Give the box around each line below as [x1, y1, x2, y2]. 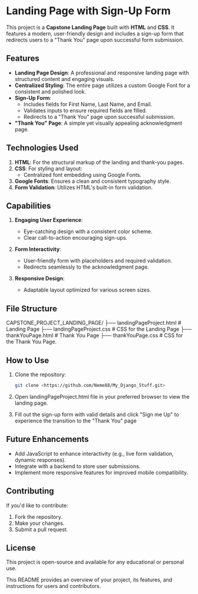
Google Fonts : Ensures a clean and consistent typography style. [14, 177, 171, 185]
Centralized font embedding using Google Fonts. [23, 171, 141, 178]
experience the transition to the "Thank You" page [14, 417, 137, 424]
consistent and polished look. [14, 88, 87, 95]
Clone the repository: [14, 371, 67, 378]
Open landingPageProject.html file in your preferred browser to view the [14, 393, 190, 400]
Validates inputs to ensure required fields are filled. [23, 106, 147, 114]
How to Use [6, 355, 49, 365]
